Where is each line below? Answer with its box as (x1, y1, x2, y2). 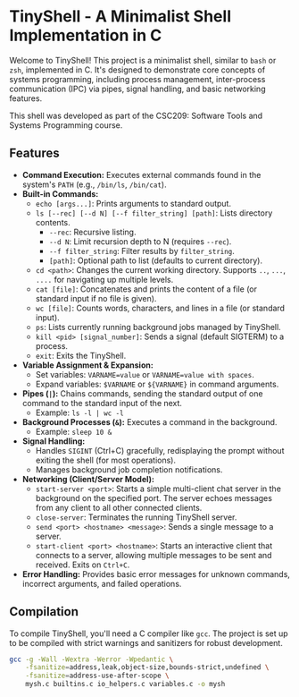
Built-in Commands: (21, 188, 99, 199)
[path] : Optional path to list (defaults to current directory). (48, 255, 263, 266)
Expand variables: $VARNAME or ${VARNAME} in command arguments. (35, 378, 279, 389)
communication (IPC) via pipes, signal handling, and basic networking (9, 83, 266, 94)
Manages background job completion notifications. (35, 463, 223, 475)
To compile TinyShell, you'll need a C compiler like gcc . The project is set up (9, 628, 288, 639)
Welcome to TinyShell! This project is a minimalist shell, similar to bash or (9, 55, 277, 65)
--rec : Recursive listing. (48, 226, 137, 237)
